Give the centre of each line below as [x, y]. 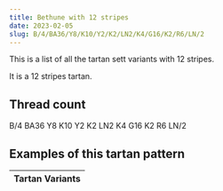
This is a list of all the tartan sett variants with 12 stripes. [112, 60]
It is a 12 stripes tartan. [51, 76]
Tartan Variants [48, 179]
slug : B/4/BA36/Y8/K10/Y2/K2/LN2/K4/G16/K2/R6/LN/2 [107, 34]
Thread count [48, 104]
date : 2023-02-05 [41, 26]
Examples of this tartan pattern [97, 153]
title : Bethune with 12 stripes [69, 17]
